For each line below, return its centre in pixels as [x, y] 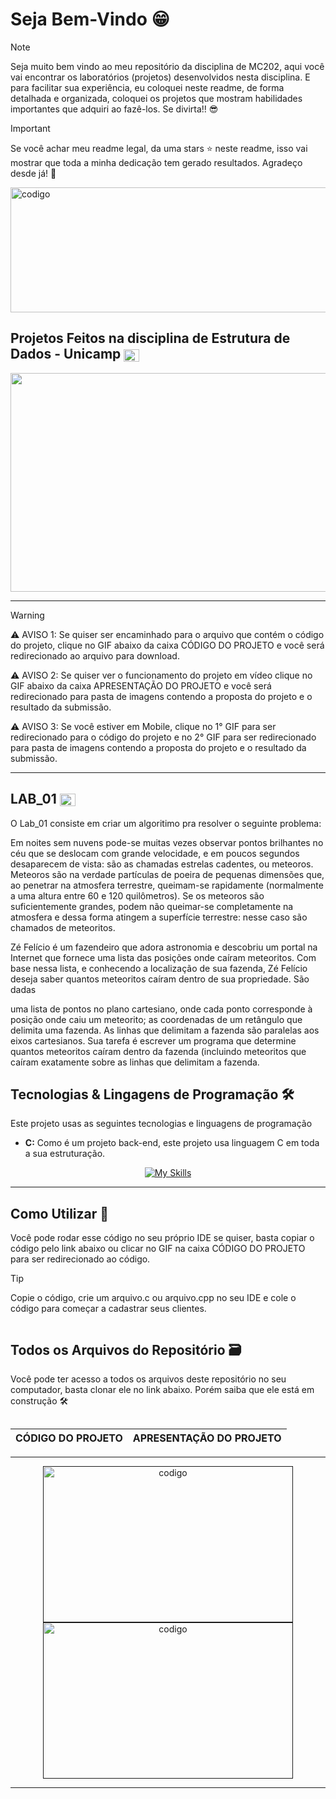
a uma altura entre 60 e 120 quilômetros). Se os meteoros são [137, 895]
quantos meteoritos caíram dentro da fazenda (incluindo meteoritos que [158, 1051]
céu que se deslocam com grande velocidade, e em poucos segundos [155, 853]
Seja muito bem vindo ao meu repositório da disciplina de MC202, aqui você [167, 66]
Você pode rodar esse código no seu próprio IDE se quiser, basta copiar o [162, 1238]
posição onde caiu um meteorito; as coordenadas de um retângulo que [156, 1019]
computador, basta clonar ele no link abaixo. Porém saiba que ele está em [162, 1389]
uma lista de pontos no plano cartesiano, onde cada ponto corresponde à [161, 1009]
